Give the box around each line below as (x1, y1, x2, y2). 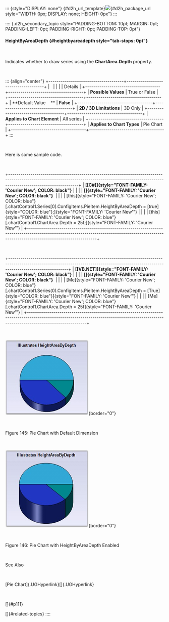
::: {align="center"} (5, 78, 44, 85)
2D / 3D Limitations (79, 105, 120, 111)
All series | (62, 116, 85, 122)
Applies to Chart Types (90, 121, 140, 128)
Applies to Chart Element (5, 116, 59, 122)
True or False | (128, 89, 158, 95)
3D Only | (123, 105, 144, 111)
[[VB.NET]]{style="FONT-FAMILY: (75, 266, 149, 272)
